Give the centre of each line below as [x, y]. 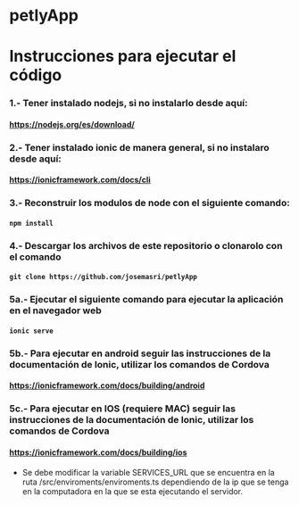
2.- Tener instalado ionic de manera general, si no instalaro [139, 147]
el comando [35, 257]
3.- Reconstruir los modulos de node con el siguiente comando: [149, 203]
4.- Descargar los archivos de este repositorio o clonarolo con [146, 245]
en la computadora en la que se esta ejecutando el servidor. [133, 491]
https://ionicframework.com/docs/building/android [107, 385]
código [36, 75]
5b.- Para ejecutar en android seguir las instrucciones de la [140, 353]
